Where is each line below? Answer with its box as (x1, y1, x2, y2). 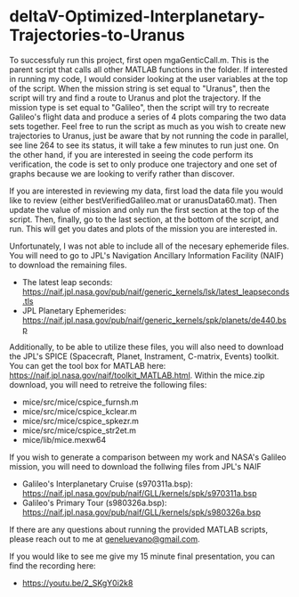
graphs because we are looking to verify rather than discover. (9, 168, 236, 179)
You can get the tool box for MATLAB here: (9, 360, 166, 371)
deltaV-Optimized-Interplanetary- (9, 6, 265, 27)
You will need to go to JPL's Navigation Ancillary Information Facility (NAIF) (9, 249, 285, 260)
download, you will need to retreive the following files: (9, 379, 207, 389)
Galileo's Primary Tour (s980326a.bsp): (21, 497, 167, 508)
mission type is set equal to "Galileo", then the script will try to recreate (9, 102, 270, 112)
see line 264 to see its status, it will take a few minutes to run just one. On (9, 140, 279, 151)
